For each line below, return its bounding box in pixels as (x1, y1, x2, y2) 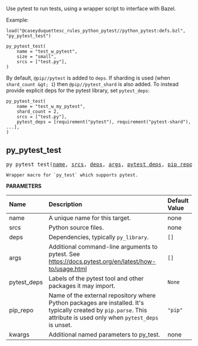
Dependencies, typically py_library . (48, 233, 149, 241)
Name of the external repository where (48, 291, 156, 299)
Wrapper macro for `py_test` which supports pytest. (6, 172, 138, 178)
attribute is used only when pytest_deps (48, 313, 159, 321)
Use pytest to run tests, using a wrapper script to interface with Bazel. (6, 5, 176, 12)
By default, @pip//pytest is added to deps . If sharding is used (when (6, 74, 171, 81)
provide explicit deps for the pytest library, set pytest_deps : (6, 87, 150, 94)
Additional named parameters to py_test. (48, 330, 160, 338)
